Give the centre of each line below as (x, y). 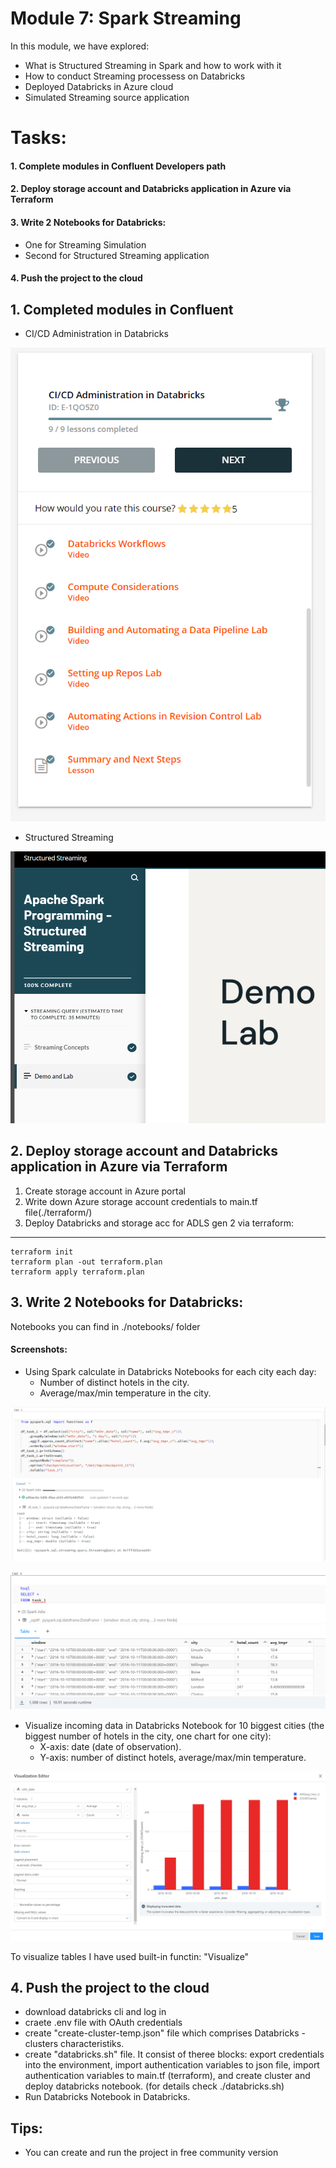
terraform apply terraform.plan (77, 1272)
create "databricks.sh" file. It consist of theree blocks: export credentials (174, 2054)
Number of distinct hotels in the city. (114, 1382)
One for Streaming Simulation (85, 244)
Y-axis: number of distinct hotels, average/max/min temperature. (173, 1757)
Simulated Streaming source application (107, 97)
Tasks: (38, 138)
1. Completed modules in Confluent (122, 309)
